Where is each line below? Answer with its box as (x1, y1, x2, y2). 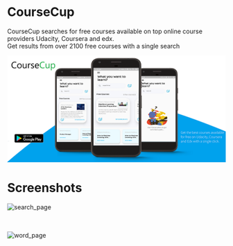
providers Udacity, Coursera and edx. (7, 34, 114, 42)
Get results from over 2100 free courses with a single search (7, 42, 180, 50)
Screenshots (7, 180, 83, 196)
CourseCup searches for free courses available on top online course (7, 27, 203, 35)
